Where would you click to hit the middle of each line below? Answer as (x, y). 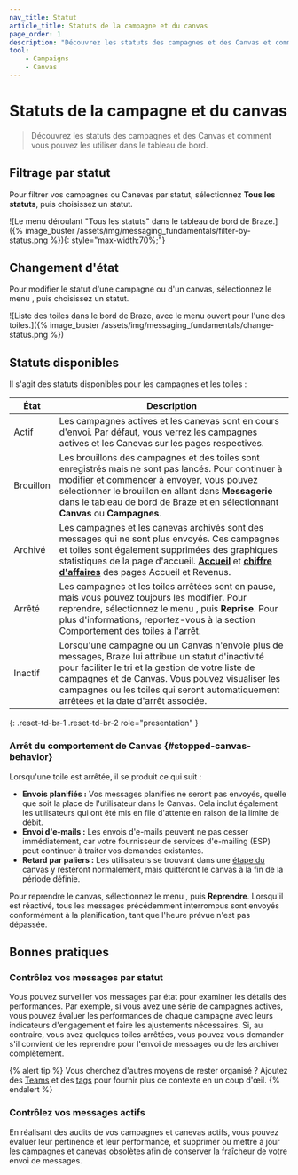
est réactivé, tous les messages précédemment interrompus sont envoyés (144, 905)
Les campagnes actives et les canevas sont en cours (169, 421)
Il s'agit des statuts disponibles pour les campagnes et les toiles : (128, 384)
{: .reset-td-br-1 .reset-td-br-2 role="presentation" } (104, 723)
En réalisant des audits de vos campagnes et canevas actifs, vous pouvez (144, 1132)
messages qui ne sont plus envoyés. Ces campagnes (170, 539)
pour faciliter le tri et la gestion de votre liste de (157, 667)
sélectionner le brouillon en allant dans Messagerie (166, 492)
